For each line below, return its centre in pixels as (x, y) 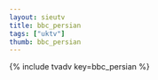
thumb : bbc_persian (45, 42)
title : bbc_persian (45, 25)
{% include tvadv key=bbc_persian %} (80, 67)
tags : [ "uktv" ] (37, 33)
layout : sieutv (37, 17)
